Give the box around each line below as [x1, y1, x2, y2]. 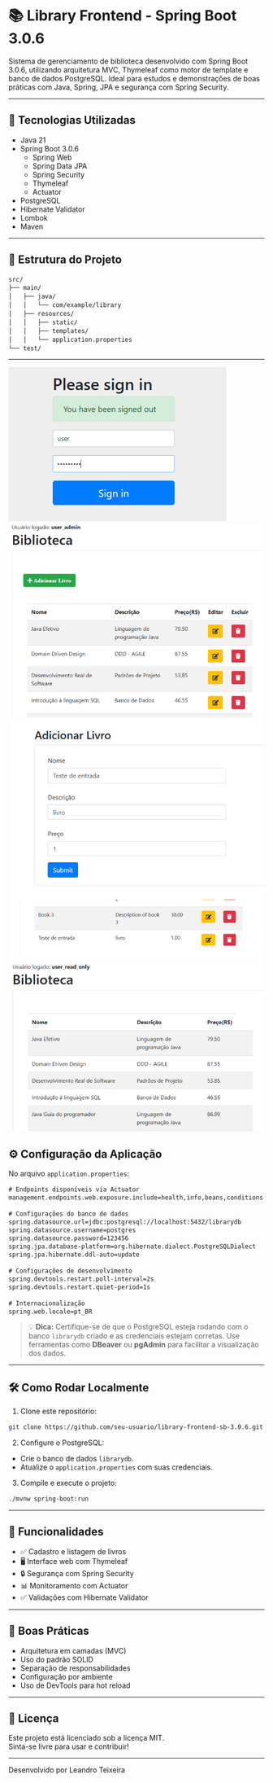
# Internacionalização [8, 1299, 85, 1308]
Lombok [19, 212, 49, 222]
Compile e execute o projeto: [19, 1479, 118, 1488]
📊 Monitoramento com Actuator [19, 1580, 128, 1590]
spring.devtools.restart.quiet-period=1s [8, 1283, 151, 1291]
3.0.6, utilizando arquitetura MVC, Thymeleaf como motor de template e [8, 64, 249, 74]
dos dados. [28, 1348, 67, 1358]
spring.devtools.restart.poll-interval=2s [8, 1275, 154, 1283]
